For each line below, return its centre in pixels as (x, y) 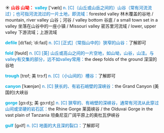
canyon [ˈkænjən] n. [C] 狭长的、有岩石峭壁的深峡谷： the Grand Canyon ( (80, 86)
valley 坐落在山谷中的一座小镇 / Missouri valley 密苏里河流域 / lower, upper (81, 26)
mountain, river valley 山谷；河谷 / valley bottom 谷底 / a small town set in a (82, 20)
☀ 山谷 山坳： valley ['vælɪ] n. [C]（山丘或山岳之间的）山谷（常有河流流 (79, 8)
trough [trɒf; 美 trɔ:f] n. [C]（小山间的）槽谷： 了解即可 (60, 76)
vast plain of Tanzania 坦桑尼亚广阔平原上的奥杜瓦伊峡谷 (62, 115)
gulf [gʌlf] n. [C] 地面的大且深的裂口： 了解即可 (52, 125)
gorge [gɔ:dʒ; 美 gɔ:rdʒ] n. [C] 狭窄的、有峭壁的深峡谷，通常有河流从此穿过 (82, 103)
